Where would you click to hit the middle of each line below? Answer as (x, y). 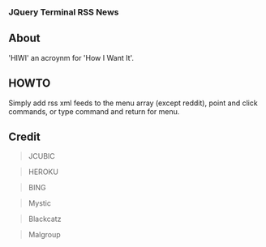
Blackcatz (45, 219)
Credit (24, 136)
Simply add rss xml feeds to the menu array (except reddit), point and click (133, 103)
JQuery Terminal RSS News (64, 12)
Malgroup (44, 235)
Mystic (39, 203)
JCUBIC (41, 156)
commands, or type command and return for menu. (94, 111)
